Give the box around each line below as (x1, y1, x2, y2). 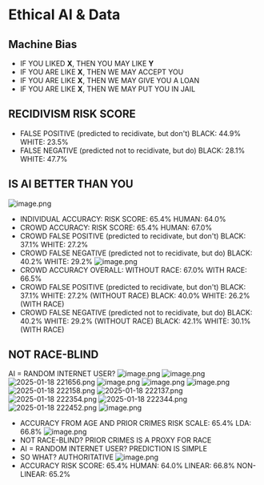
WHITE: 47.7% (19, 154, 68, 163)
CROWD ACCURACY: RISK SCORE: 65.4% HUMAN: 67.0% (19, 222, 213, 232)
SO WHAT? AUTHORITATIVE (19, 452, 114, 462)
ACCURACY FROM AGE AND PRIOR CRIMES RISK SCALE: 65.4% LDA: (19, 419, 252, 428)
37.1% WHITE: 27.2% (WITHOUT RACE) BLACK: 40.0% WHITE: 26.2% (19, 291, 250, 300)
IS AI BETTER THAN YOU (8, 178, 134, 191)
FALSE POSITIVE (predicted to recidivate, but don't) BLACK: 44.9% (19, 128, 242, 138)
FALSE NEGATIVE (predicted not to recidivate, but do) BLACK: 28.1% (19, 146, 246, 155)
